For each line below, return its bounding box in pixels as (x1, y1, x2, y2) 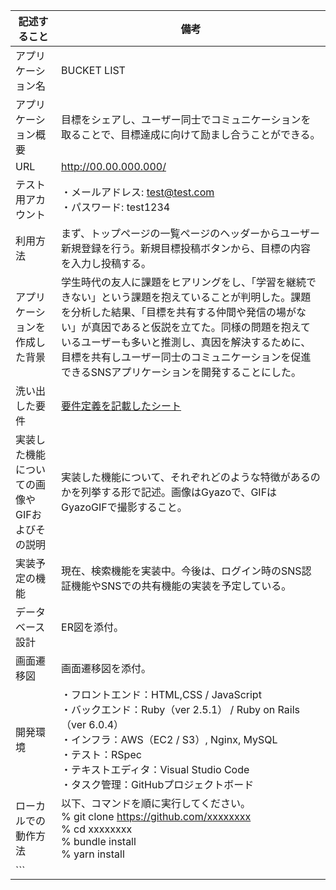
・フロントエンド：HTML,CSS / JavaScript (61, 688, 262, 701)
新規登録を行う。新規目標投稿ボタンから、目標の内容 (61, 242, 312, 255)
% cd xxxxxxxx (61, 822, 133, 836)
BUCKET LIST (61, 64, 126, 77)
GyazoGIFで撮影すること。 (61, 500, 188, 514)
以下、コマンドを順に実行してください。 (61, 797, 252, 810)
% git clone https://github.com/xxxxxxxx (61, 810, 252, 823)
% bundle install (61, 835, 137, 848)
